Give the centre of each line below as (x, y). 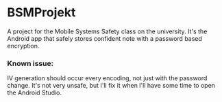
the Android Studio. (35, 92)
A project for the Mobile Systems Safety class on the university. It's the (107, 31)
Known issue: (30, 63)
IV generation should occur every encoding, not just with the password (107, 78)
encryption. (23, 46)
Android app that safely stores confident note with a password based (104, 38)
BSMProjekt (41, 13)
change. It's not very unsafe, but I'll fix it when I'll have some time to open (111, 86)
